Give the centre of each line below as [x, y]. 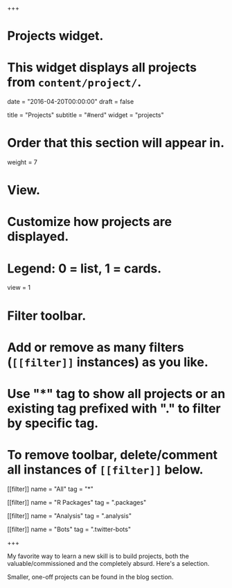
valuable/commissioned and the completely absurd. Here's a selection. [108, 563]
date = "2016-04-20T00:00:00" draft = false [71, 102]
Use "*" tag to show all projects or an [116, 394]
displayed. [38, 237]
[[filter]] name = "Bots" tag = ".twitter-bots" [69, 529]
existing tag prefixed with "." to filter [114, 408]
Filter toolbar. [47, 315]
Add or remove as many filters [96, 347]
